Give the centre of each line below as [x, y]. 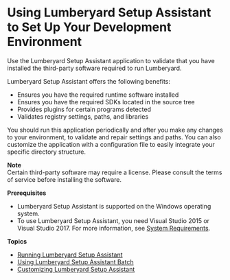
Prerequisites [27, 193]
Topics [17, 241]
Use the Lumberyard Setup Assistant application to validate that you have [111, 60]
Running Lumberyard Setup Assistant [70, 255]
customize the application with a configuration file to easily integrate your [111, 144]
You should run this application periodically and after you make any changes [115, 130]
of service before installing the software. [65, 179]
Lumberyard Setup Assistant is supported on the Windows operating [114, 206]
